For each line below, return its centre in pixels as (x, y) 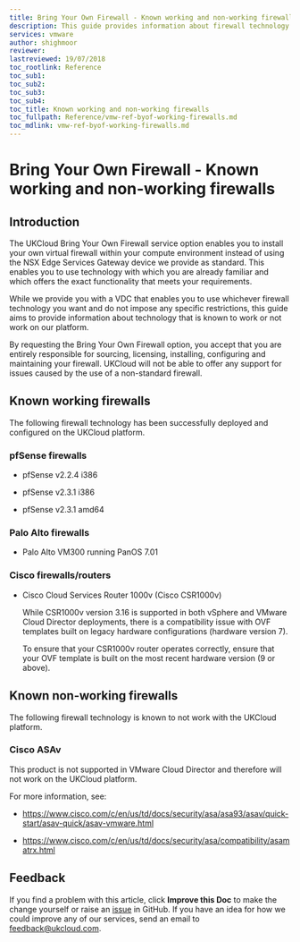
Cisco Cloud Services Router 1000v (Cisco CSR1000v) (122, 595)
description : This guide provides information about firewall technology (150, 26)
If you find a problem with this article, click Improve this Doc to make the (143, 899)
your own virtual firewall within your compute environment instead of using (147, 253)
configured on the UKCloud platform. (77, 432)
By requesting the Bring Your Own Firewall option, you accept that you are (146, 344)
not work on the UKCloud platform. (73, 778)
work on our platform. (49, 327)
